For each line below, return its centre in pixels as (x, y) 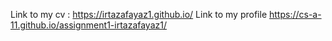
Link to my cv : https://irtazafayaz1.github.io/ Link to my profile (139, 14)
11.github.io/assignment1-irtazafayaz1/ (89, 25)
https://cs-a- (295, 14)
